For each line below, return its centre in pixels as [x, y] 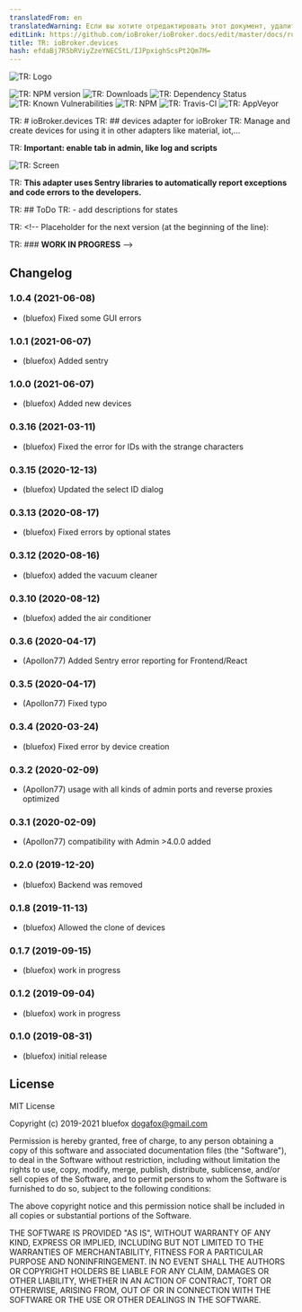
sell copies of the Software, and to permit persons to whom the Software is [148, 1179]
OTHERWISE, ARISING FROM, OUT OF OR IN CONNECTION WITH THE [140, 1290]
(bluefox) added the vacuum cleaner [90, 575]
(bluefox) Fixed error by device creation [96, 746]
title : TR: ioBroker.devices [64, 43]
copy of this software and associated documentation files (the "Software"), [148, 1150]
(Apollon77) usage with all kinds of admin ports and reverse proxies [147, 789]
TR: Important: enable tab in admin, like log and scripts [113, 148]
